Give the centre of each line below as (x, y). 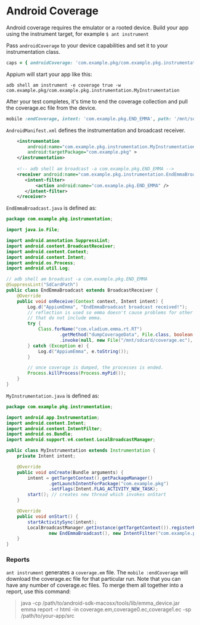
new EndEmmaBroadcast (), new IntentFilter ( (104, 533)
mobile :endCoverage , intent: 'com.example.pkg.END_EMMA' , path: (89, 119)
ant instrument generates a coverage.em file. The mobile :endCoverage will (97, 572)
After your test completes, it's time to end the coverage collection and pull (97, 101)
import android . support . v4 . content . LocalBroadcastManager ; (81, 440)
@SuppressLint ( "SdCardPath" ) (42, 285)
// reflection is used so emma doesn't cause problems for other (110, 312)
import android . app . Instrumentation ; (53, 417)
